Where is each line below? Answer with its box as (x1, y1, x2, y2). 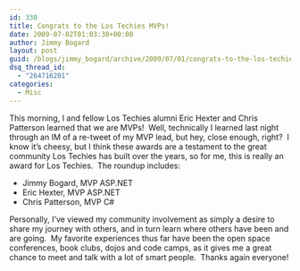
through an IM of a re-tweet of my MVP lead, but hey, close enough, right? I (9, 131, 290, 142)
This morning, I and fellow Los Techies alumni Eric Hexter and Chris (9, 113, 259, 123)
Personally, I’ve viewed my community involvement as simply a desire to (9, 214, 275, 224)
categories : (9, 80, 54, 89)
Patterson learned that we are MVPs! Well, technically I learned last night (9, 122, 279, 132)
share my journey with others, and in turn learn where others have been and (9, 223, 289, 233)
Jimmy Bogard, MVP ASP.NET (21, 177, 134, 188)
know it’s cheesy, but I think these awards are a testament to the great (9, 140, 268, 152)
